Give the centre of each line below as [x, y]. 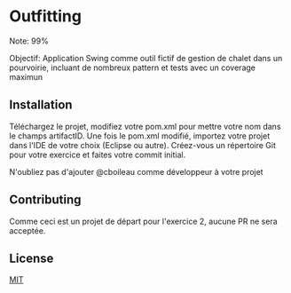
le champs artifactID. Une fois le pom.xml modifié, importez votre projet [140, 136]
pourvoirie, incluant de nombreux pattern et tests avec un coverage [132, 67]
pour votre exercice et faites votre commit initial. [98, 154]
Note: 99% [29, 41]
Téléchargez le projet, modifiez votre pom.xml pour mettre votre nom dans [145, 126]
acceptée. [28, 230]
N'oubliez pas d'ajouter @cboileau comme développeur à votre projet [136, 171]
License [31, 258]
